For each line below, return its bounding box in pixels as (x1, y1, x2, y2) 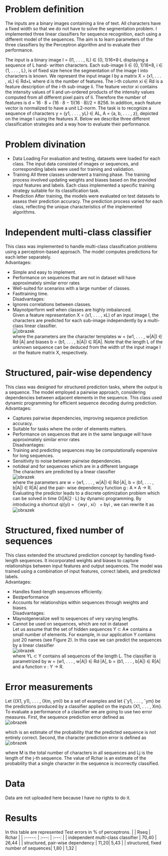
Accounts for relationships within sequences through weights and (12, 599, 148, 605)
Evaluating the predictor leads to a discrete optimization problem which (12, 490, 160, 496)
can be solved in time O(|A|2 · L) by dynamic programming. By (12, 495, 142, 501)
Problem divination (5, 139, 86, 150)
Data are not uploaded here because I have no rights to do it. (5, 794, 131, 801)
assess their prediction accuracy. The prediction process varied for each (12, 198, 163, 204)
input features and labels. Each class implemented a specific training (12, 182, 155, 188)
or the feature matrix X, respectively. (12, 349, 88, 355)
